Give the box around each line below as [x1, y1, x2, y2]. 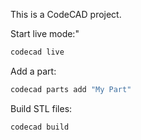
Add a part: [10, 65, 57, 77]
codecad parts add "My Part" [10, 84, 132, 94]
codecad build [10, 122, 70, 132]
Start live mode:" [10, 28, 80, 39]
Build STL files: [10, 102, 73, 114]
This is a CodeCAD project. [10, 9, 122, 20]
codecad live [10, 47, 65, 57]
